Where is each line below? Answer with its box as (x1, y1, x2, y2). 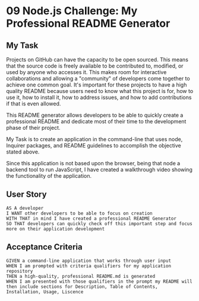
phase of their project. (6, 124, 61, 131)
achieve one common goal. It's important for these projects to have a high (6, 81, 187, 88)
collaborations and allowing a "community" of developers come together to (6, 75, 190, 82)
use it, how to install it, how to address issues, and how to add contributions (6, 94, 192, 101)
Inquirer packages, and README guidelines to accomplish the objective (6, 142, 181, 149)
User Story (6, 190, 47, 200)
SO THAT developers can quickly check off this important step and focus (6, 220, 193, 226)
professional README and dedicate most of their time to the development (6, 118, 187, 125)
